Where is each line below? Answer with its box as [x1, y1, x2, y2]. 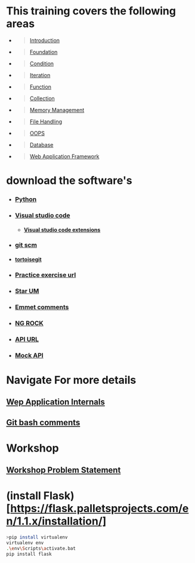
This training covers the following [6, 4, 176, 18]
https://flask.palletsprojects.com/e [10, 502, 189, 516]
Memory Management [29, 106, 85, 113]
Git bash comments [6, 417, 81, 428]
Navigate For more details [6, 373, 137, 387]
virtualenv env [6, 540, 44, 546]
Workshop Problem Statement [6, 465, 121, 476]
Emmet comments [14, 302, 69, 311]
